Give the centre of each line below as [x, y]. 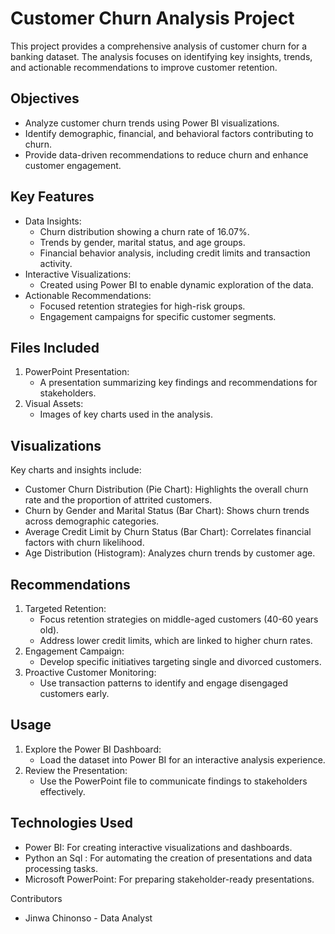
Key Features [52, 197]
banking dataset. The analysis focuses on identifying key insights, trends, [161, 56]
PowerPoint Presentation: [77, 372]
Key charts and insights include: [76, 470]
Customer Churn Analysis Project [152, 18]
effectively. [62, 791]
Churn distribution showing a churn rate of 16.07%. [144, 231]
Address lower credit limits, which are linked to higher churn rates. [176, 640]
